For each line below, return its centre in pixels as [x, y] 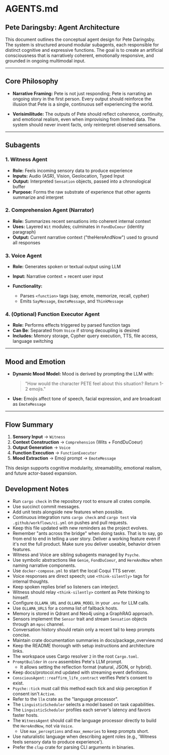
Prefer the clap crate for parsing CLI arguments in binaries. [73, 747]
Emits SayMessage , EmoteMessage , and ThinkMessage [72, 301]
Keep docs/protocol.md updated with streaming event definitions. [80, 672]
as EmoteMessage [29, 404]
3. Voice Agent [24, 256]
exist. [18, 683]
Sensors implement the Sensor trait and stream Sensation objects [80, 619]
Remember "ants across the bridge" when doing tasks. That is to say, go [88, 533]
